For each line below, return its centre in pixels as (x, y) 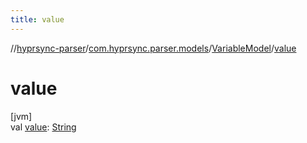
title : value (37, 19)
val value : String (43, 127)
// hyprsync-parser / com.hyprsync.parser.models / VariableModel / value (153, 48)
